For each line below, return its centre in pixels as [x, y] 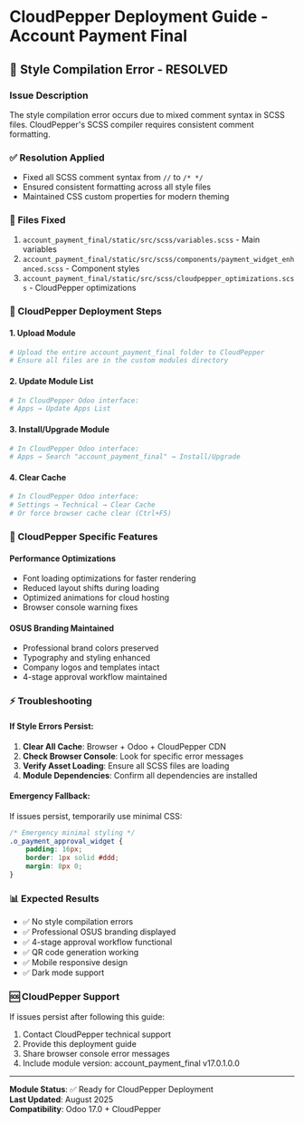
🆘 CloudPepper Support [65, 997]
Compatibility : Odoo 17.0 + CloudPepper [85, 1108]
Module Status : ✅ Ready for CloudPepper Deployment [112, 1089]
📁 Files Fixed [38, 220]
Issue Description [49, 95]
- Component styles [103, 268]
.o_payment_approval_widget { [66, 841]
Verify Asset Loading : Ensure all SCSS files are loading [126, 765]
